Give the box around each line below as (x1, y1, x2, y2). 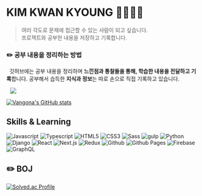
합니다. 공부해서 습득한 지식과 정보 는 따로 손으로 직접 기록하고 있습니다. (11, 75, 180, 83)
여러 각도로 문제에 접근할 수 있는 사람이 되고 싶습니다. (21, 26, 148, 33)
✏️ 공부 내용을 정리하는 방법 (6, 51, 82, 59)
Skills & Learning (6, 116, 71, 127)
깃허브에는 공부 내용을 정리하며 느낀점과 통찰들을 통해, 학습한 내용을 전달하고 (9, 68, 190, 75)
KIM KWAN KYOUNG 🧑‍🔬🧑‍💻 (6, 5, 144, 19)
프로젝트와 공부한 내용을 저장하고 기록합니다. (21, 33, 128, 41)
